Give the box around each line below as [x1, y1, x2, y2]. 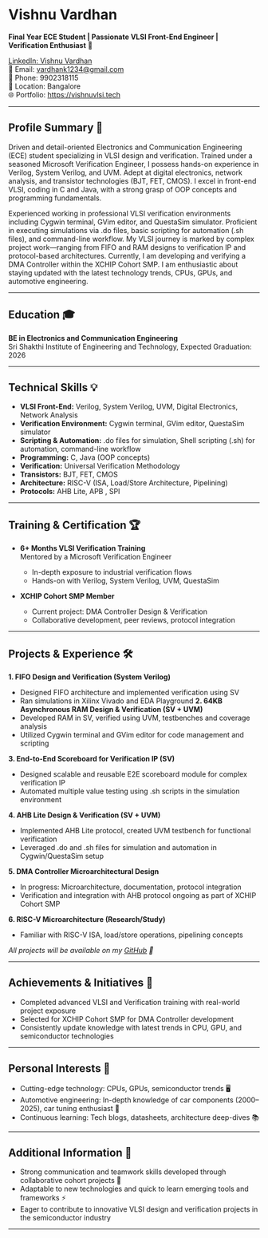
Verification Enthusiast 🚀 [8, 40, 93, 49]
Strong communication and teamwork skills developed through [19, 1167, 227, 1177]
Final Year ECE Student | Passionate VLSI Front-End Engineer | [8, 32, 219, 42]
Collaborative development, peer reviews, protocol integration [31, 615, 235, 625]
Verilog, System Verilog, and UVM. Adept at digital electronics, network [8, 168, 243, 177]
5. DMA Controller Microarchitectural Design [8, 867, 160, 876]
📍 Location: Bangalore [8, 81, 81, 91]
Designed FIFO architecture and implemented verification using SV [19, 688, 239, 697]
